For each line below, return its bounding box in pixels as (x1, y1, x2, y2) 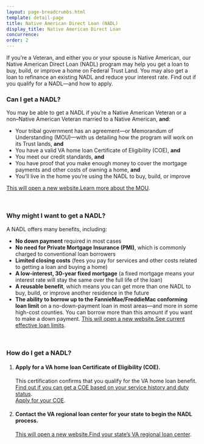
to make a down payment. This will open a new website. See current (15, 315, 185, 322)
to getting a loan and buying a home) (15, 263, 108, 270)
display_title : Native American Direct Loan (6, 26, 121, 32)
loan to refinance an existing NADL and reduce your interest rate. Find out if (6, 74, 196, 81)
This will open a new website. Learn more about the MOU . (6, 184, 150, 192)
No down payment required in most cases (15, 237, 122, 245)
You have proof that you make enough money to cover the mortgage (15, 160, 188, 167)
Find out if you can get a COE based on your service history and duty (15, 384, 189, 391)
